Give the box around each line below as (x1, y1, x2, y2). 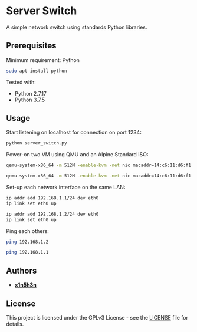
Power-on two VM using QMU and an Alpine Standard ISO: (6, 151, 149, 158)
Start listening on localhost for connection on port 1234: (6, 129, 142, 136)
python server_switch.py (6, 140, 67, 146)
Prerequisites (6, 41, 57, 51)
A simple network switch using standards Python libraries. (6, 24, 147, 31)
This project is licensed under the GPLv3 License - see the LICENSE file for (6, 314, 189, 321)
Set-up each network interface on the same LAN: (6, 184, 126, 191)
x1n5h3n (14, 281, 37, 288)
